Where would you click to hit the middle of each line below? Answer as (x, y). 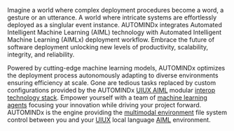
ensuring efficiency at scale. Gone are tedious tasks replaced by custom (111, 83)
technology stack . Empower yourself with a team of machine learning (108, 98)
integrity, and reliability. (41, 54)
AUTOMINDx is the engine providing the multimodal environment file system (117, 112)
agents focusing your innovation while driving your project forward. (104, 105)
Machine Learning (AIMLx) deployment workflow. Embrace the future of (111, 40)
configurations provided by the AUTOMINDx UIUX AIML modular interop (111, 90)
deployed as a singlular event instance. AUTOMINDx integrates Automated (115, 25)
